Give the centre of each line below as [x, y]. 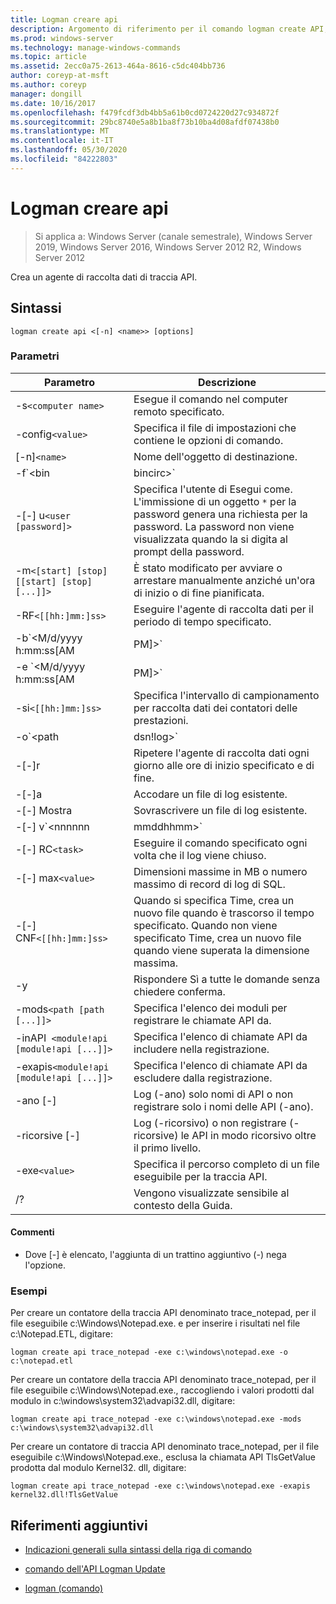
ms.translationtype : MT [60, 131]
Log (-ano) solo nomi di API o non [213, 1094]
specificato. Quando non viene [205, 925]
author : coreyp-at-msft [60, 76]
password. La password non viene [214, 526]
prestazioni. [161, 720]
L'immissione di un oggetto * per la [215, 501]
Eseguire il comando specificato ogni [220, 843]
